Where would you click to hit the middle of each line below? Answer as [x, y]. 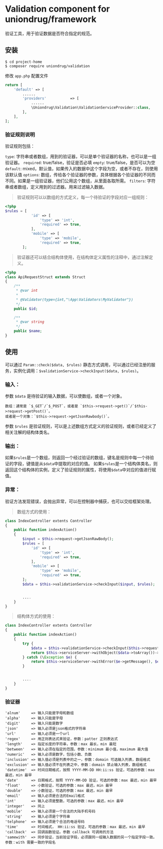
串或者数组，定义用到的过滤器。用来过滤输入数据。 [56, 187]
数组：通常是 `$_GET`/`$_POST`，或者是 [42, 406]
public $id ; [26, 309]
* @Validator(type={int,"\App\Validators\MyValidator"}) [74, 300]
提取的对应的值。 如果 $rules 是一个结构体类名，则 [108, 464]
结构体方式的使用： [36, 616]
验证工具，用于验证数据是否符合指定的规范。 [50, 33]
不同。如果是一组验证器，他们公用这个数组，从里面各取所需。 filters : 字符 [81, 181]
